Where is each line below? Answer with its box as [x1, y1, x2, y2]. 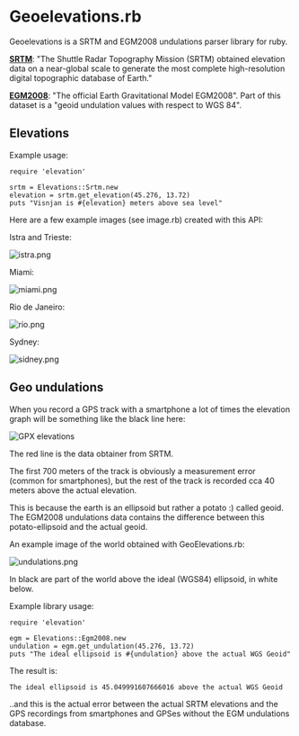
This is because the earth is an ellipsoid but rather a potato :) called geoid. [9, 502, 285, 513]
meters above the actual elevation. [9, 484, 137, 496]
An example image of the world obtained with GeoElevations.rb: [9, 538, 245, 550]
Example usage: [9, 149, 69, 160]
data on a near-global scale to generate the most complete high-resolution [9, 63, 286, 74]
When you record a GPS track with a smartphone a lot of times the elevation [9, 403, 290, 415]
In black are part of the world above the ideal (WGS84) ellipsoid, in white [9, 573, 278, 584]
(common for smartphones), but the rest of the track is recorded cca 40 [9, 475, 276, 486]
